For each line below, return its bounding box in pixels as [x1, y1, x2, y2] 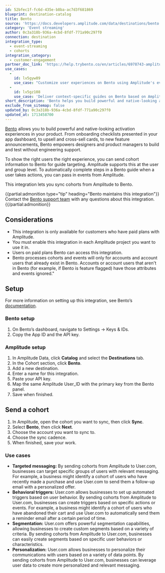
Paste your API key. [12, 375, 52, 381]
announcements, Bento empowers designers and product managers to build [5, 141, 160, 147]
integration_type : [5, 39, 43, 44]
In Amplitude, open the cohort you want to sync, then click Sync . [12, 419, 144, 425]
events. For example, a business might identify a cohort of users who [12, 505, 152, 511]
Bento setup [5, 315, 35, 322]
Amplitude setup [5, 344, 46, 350]
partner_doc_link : [5, 62, 43, 67]
